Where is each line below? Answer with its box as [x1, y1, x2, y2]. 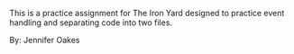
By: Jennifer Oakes [9, 35, 80, 45]
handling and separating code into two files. [9, 17, 173, 28]
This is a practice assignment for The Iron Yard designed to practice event [9, 8, 285, 18]
